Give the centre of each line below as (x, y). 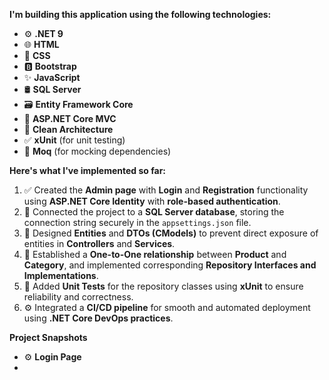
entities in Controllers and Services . (99, 243)
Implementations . (61, 275)
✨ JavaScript (52, 77)
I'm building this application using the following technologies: (140, 14)
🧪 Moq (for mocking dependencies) (97, 151)
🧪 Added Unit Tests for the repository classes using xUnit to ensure (163, 286)
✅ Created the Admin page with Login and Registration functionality (166, 190)
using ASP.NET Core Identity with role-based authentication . (152, 201)
